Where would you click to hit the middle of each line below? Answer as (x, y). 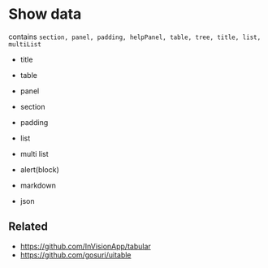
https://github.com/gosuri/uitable (76, 255)
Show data (45, 14)
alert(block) (39, 169)
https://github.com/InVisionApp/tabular (86, 246)
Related (28, 227)
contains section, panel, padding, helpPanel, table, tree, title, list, (135, 37)
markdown (38, 185)
